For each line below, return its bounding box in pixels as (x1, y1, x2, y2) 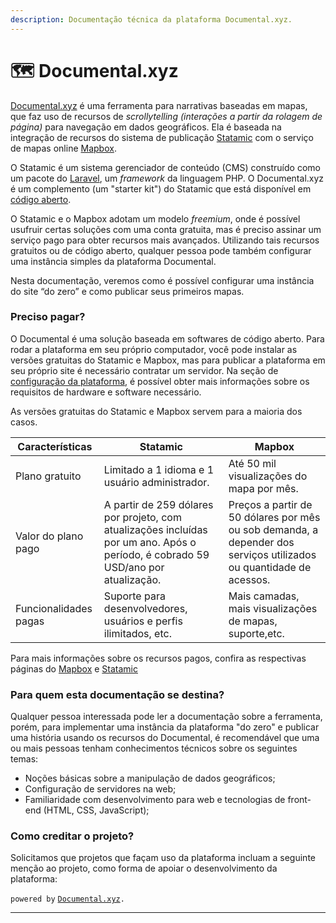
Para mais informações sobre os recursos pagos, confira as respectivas (10, 652, 307, 664)
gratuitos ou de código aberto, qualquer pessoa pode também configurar (10, 244, 312, 256)
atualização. (103, 572, 162, 586)
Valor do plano (15, 529, 84, 543)
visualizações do (228, 469, 308, 483)
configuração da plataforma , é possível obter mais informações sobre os (10, 375, 310, 387)
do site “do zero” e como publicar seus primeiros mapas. (10, 285, 245, 297)
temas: (10, 753, 39, 765)
